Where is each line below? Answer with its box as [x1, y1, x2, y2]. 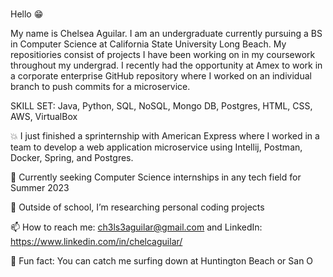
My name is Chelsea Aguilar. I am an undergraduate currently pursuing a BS [10, 27, 323, 39]
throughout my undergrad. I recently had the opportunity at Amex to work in [10, 59, 323, 71]
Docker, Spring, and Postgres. [10, 151, 134, 163]
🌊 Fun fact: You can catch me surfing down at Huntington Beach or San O [10, 254, 314, 267]
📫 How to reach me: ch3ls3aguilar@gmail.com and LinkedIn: [10, 221, 263, 233]
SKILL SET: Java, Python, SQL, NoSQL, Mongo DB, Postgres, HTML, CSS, [10, 99, 313, 112]
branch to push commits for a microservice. [10, 80, 191, 92]
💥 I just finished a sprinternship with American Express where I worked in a [10, 129, 320, 142]
